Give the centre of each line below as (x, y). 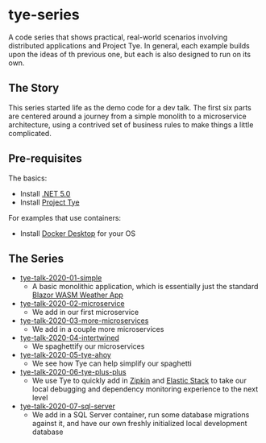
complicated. (30, 133)
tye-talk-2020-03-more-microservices (84, 321)
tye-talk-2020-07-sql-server (67, 406)
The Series (36, 258)
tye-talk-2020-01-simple (61, 278)
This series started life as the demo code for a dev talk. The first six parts (130, 107)
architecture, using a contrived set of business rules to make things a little (131, 124)
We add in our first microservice (85, 313)
